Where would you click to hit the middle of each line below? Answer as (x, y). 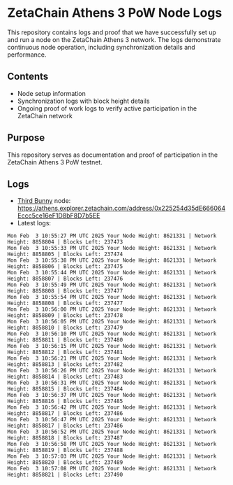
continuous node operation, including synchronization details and (101, 47)
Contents (28, 77)
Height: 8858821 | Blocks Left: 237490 (65, 475)
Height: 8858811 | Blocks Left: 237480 (65, 340)
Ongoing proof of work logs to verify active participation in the (107, 108)
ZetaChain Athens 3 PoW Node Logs (115, 13)
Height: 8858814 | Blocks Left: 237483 (65, 377)
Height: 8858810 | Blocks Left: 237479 (65, 328)
